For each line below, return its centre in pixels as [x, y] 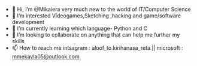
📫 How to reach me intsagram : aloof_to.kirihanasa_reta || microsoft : [98, 48]
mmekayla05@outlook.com [46, 56]
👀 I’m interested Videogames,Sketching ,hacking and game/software [96, 16]
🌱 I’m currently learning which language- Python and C [80, 28]
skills [18, 41]
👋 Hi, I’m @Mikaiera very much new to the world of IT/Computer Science [101, 9]
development [28, 22]
